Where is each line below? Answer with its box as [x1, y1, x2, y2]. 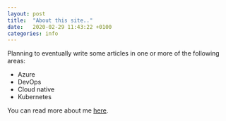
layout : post [7, 10, 46, 18]
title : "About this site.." [7, 17, 93, 24]
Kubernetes [17, 93, 52, 101]
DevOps [17, 78, 42, 87]
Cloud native [17, 85, 55, 94]
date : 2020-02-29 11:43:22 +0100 [7, 23, 112, 30]
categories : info [7, 30, 59, 37]
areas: [7, 57, 26, 65]
